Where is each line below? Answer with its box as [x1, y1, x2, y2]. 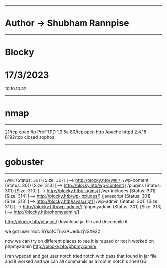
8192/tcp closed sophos [5, 134, 55, 140]
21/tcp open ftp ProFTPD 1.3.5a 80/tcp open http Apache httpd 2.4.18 [5, 129, 147, 135]
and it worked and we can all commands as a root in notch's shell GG [5, 258, 147, 264]
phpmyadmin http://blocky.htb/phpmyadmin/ [5, 243, 97, 249]
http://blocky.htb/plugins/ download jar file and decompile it [5, 218, 128, 224]
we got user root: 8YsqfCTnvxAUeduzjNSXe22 [5, 228, 101, 234]
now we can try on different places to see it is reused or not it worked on [5, 238, 154, 244]
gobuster [5, 156, 44, 168]
